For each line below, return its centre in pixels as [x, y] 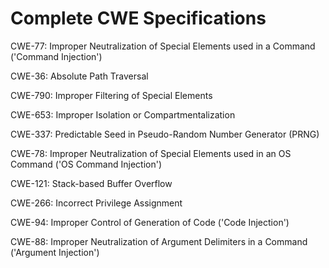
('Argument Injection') [55, 252]
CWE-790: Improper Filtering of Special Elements [111, 95]
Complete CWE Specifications [138, 18]
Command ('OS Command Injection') [86, 164]
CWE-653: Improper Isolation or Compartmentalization [123, 114]
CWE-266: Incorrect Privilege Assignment [96, 203]
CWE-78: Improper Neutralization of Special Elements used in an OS [151, 153]
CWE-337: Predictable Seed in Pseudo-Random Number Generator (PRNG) [165, 134]
